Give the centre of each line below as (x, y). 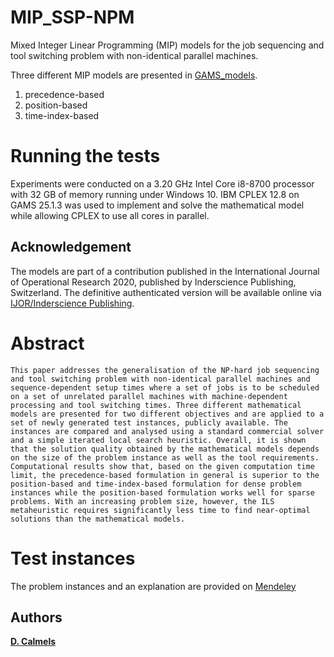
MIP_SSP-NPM (72, 17)
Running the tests (85, 156)
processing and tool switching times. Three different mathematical (156, 405)
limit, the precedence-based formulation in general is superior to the (165, 475)
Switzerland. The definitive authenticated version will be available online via (166, 292)
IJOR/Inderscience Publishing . (72, 303)
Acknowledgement (71, 247)
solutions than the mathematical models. (98, 519)
